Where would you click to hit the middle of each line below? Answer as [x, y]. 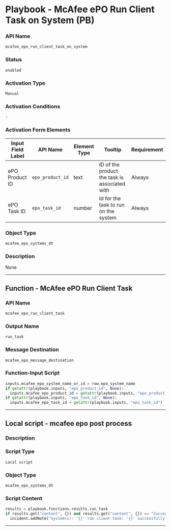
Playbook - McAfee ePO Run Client [80, 9]
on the [107, 211]
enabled [13, 70]
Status [13, 60]
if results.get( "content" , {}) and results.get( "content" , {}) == [77, 514]
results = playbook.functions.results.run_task [57, 509]
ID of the [109, 165]
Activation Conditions [33, 107]
